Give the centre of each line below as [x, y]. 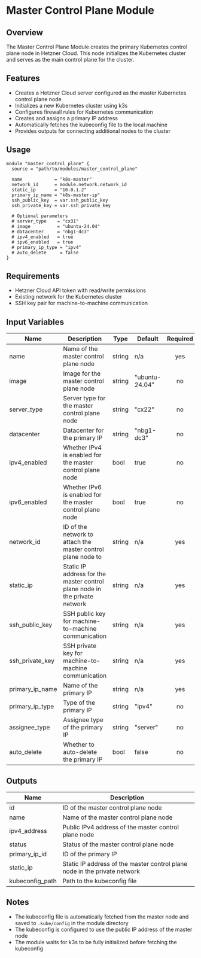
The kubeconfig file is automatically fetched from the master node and [102, 917]
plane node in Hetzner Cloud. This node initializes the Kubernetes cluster [96, 53]
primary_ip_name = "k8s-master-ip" [56, 195]
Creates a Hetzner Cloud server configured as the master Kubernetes [100, 93]
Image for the [82, 373]
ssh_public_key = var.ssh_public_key [60, 200]
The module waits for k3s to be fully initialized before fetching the [96, 942]
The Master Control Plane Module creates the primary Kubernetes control [97, 47]
